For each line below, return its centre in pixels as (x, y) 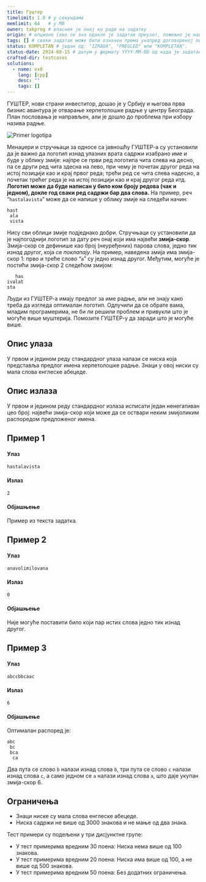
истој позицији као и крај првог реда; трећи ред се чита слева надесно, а (103, 173)
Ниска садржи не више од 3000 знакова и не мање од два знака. (102, 822)
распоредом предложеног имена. (52, 419)
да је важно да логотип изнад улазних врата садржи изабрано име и (97, 153)
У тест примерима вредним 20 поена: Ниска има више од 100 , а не (104, 859)
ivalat (15, 282)
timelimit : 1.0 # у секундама (46, 18)
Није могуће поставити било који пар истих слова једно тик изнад (94, 622)
